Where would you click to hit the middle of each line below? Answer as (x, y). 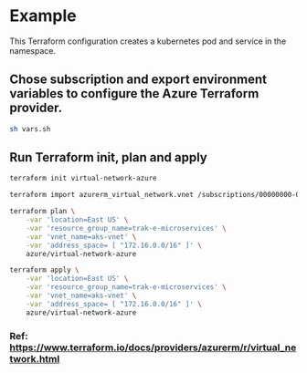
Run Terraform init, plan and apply (108, 157)
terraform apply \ (44, 270)
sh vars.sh (30, 129)
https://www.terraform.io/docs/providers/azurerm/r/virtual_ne (153, 347)
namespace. (33, 50)
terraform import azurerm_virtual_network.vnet (102, 195)
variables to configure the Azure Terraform (134, 93)
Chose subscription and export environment (138, 80)
